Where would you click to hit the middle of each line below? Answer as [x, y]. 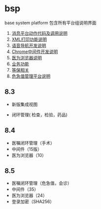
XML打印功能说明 [29, 39]
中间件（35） [25, 189]
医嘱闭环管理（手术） [33, 143]
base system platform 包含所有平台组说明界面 [50, 23]
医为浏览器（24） [29, 196]
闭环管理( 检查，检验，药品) [40, 115]
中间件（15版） [27, 149]
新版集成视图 [24, 104]
